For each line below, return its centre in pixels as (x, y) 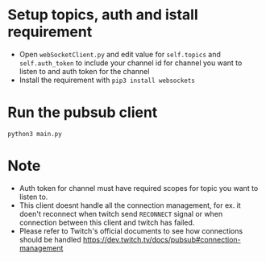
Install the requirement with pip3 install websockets (107, 80)
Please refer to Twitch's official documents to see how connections (131, 230)
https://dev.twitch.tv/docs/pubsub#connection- (162, 239)
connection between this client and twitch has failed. (107, 222)
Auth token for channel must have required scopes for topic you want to (139, 188)
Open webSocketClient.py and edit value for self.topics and (120, 54)
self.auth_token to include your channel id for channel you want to (131, 63)
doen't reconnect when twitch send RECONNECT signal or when (121, 213)
